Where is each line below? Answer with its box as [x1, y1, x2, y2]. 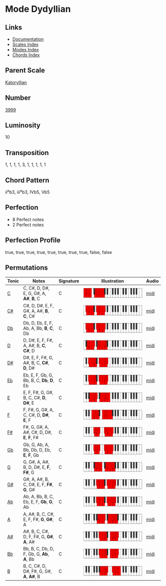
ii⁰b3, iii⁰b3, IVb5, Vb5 [5, 189, 50, 195]
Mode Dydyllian [5, 3, 71, 15]
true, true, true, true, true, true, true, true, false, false [5, 249, 112, 255]
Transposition [5, 148, 49, 157]
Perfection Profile [5, 236, 61, 245]
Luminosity [5, 121, 41, 129]
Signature [58, 278, 80, 284]
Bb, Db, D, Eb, [23, 447, 51, 453]
